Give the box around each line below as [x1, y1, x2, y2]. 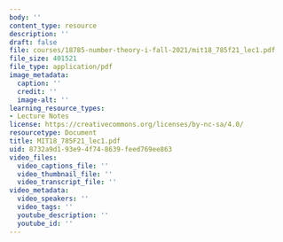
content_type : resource [9, 21, 98, 30]
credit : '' [17, 87, 58, 96]
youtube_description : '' [17, 210, 109, 220]
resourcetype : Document [9, 129, 98, 137]
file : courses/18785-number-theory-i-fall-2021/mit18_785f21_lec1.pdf [9, 46, 276, 55]
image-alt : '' [17, 95, 69, 105]
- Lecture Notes [9, 112, 69, 121]
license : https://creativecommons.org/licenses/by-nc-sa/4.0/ [9, 121, 244, 129]
